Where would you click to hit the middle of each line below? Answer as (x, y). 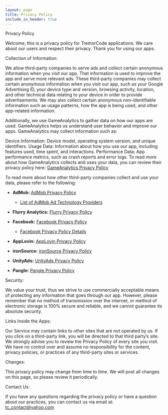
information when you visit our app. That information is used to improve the (83, 73)
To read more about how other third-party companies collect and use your (82, 178)
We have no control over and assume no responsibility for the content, (78, 347)
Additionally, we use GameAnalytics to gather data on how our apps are (79, 121)
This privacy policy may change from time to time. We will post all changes (82, 372)
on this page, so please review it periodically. (52, 377)
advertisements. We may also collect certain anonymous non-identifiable (81, 100)
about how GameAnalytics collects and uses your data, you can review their (83, 162)
